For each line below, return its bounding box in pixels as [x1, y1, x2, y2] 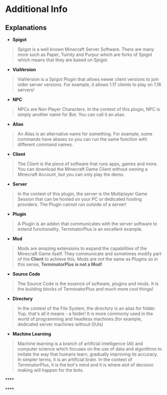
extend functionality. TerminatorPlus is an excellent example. [17, 226, 143, 232]
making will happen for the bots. [17, 367, 84, 373]
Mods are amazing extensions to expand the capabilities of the [17, 246, 147, 251]
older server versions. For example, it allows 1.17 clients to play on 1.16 [17, 81, 161, 87]
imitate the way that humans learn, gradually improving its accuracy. [17, 351, 158, 357]
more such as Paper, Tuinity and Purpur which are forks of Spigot [17, 51, 152, 57]
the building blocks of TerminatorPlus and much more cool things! [17, 286, 153, 292]
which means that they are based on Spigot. [17, 57, 108, 63]
